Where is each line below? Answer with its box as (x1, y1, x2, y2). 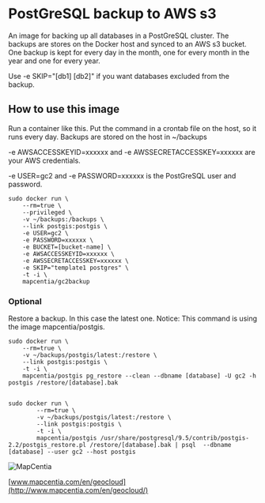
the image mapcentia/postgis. (8, 322, 105, 332)
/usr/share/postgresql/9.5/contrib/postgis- (100, 434, 249, 442)
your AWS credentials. (8, 156, 81, 165)
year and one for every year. (8, 56, 100, 66)
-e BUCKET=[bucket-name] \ (22, 242, 112, 251)
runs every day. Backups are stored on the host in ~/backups (8, 132, 207, 141)
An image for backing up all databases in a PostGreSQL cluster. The (8, 31, 229, 40)
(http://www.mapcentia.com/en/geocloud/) (8, 486, 149, 495)
